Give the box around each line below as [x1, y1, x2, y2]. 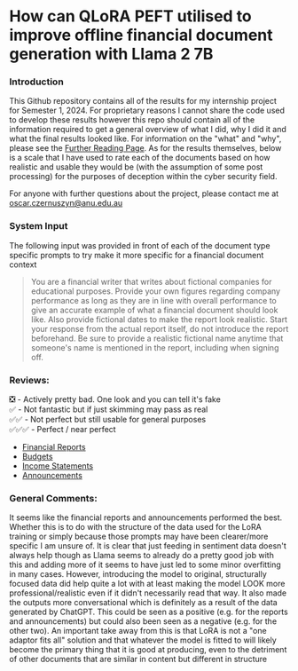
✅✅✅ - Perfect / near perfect [9, 424, 117, 435]
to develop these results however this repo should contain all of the [9, 114, 255, 125]
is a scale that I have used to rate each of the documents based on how [9, 153, 271, 163]
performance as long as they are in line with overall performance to [30, 295, 278, 305]
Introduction [9, 75, 64, 88]
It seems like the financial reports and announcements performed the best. [9, 512, 283, 523]
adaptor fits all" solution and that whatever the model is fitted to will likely [9, 635, 277, 645]
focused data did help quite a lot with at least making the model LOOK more [9, 579, 286, 589]
